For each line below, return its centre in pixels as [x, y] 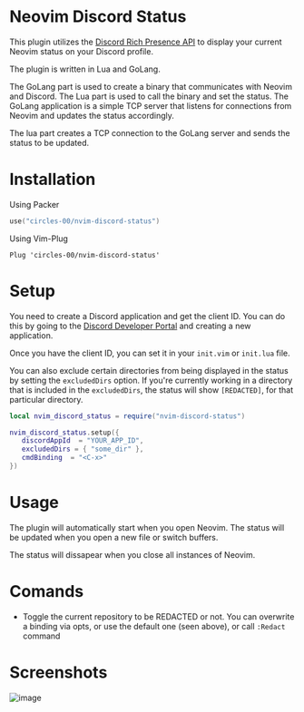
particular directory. [46, 399]
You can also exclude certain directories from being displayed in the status [149, 370]
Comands [47, 592]
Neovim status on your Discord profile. [82, 51]
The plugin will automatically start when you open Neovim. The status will [147, 527]
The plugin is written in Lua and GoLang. [85, 69]
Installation [53, 180]
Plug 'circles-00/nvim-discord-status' [85, 255]
